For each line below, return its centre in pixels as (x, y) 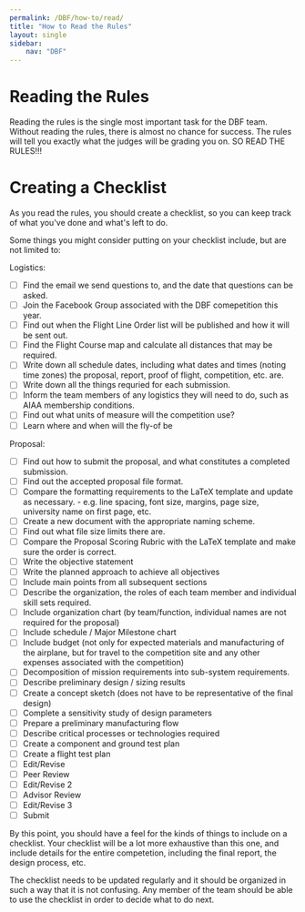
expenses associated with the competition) (103, 663)
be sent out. (45, 335)
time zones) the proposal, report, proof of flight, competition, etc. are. (153, 375)
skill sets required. (57, 603)
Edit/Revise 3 (47, 806)
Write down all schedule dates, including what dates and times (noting (154, 365)
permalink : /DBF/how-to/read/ (67, 18)
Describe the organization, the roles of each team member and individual (159, 593)
